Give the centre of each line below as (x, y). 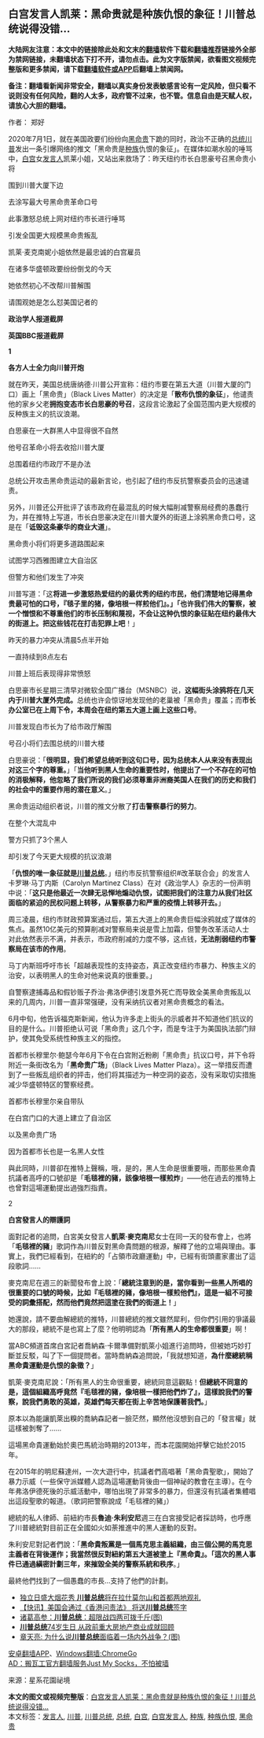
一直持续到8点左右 (38, 656)
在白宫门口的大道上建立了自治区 (60, 1118)
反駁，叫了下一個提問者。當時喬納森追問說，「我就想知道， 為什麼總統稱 (137, 1355)
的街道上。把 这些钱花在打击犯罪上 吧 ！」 (73, 623)
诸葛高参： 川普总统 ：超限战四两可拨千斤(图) (91, 1617)
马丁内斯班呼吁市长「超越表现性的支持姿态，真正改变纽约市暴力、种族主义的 (132, 965)
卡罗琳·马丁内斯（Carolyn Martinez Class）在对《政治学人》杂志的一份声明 (130, 883)
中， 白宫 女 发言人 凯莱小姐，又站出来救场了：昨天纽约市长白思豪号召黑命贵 (128, 158)
